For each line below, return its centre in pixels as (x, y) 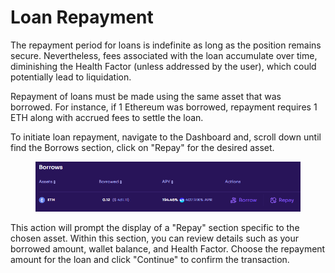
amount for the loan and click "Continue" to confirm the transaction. (150, 259)
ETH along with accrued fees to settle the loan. (107, 117)
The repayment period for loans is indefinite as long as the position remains (166, 45)
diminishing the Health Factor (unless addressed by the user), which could (163, 66)
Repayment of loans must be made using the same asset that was (146, 96)
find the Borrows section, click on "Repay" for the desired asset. (142, 147)
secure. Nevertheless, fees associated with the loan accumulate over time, (164, 55)
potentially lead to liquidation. (71, 77)
